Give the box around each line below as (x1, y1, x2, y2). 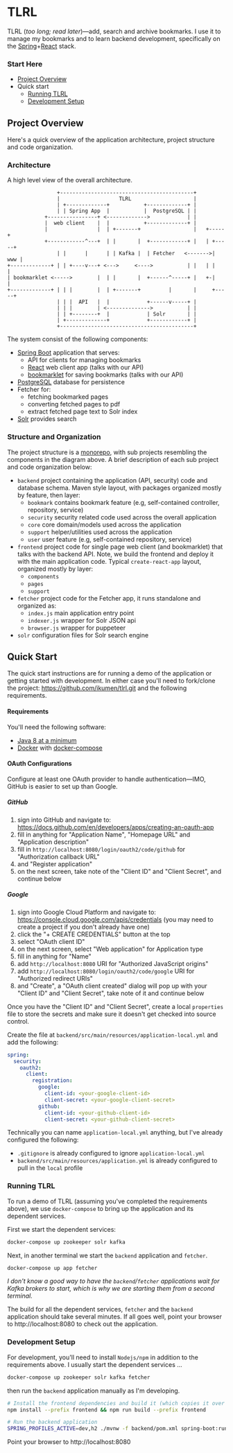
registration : (32, 1077, 73, 1084)
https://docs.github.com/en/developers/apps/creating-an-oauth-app (17, 823, 214, 831)
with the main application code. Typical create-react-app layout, (17, 557, 202, 565)
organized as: (17, 601, 57, 610)
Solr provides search (17, 415, 77, 423)
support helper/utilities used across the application (27, 528, 173, 536)
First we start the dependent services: (7, 1225, 116, 1233)
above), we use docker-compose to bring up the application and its (7, 1204, 194, 1212)
